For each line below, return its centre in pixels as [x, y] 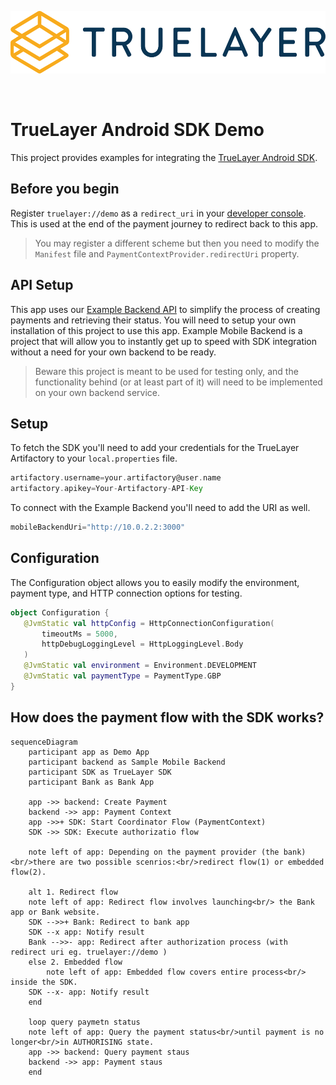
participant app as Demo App [89, 752]
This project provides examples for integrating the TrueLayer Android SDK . [164, 157]
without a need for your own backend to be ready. [113, 352]
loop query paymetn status [84, 1022]
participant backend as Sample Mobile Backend [127, 762]
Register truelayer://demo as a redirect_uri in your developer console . [158, 213]
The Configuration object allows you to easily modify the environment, [155, 582]
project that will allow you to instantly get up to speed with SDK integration [164, 341]
